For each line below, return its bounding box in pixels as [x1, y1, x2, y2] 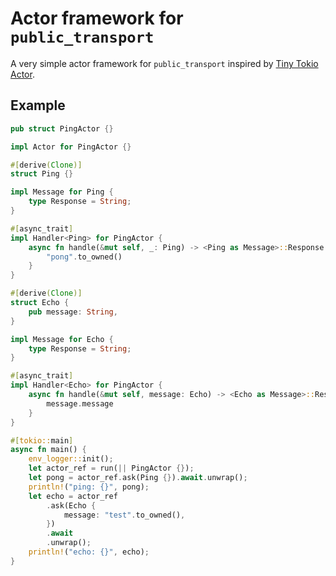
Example [10, 97, 66, 114]
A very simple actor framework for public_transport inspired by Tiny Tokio [10, 57, 319, 69]
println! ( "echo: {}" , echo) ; [28, 547, 150, 557]
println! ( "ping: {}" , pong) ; [28, 482, 150, 492]
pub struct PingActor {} [10, 123, 114, 134]
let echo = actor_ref [28, 491, 118, 501]
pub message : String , [28, 307, 118, 317]
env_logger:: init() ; [28, 454, 114, 464]
